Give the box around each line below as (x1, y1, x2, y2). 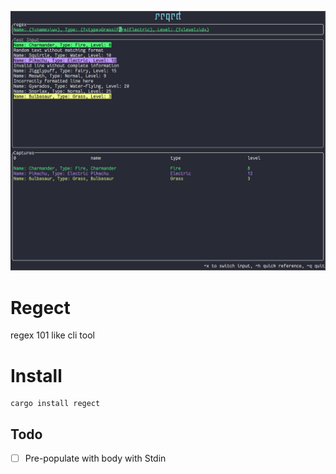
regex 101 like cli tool (10, 329, 95, 341)
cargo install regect (10, 399, 101, 409)
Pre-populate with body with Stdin (24, 452, 167, 465)
